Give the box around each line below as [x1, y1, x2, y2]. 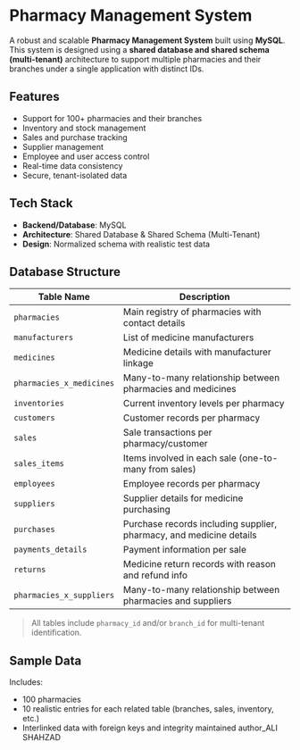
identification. [30, 627, 82, 638]
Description [179, 291, 230, 304]
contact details [123, 317, 186, 329]
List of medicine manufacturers [123, 331, 254, 344]
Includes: [9, 677, 43, 687]
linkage [123, 357, 154, 370]
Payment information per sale [123, 544, 247, 556]
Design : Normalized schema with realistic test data [21, 238, 211, 249]
